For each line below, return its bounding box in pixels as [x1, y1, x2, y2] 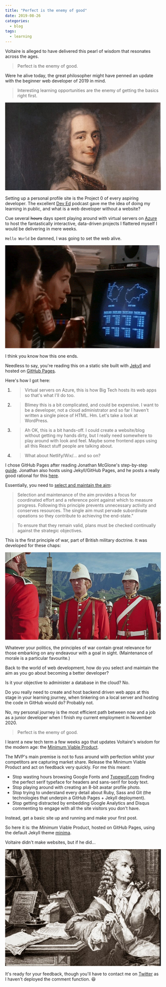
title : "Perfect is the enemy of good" [5, 8, 87, 13]
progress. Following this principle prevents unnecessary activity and [17, 502, 157, 508]
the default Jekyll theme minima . [5, 830, 72, 836]
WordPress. [24, 418, 48, 424]
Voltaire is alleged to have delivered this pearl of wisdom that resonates [5, 48, 151, 54]
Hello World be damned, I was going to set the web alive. [5, 235, 122, 241]
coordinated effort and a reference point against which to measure [17, 497, 153, 503]
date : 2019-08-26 [5, 13, 41, 18]
